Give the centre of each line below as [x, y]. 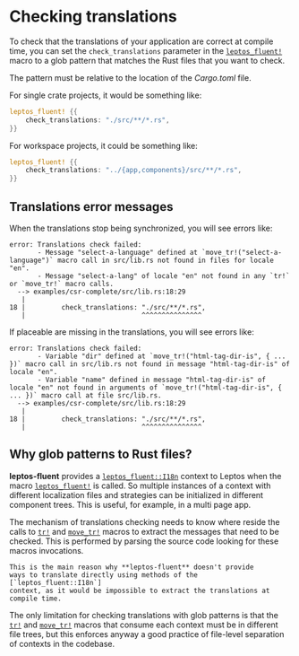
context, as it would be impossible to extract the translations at [140, 590]
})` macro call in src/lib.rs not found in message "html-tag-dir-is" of [150, 364]
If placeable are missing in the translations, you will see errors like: [132, 332]
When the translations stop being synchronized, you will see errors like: [141, 228]
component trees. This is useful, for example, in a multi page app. [130, 504]
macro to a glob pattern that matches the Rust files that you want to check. [147, 60]
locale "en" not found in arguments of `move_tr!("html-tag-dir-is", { [145, 388]
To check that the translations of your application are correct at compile [141, 41]
